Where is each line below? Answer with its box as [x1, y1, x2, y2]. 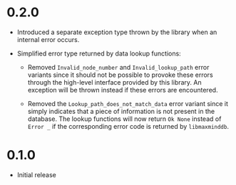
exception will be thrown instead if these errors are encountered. [27, 85, 218, 94]
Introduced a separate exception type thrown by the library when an [16, 28, 217, 36]
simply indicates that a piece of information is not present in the [27, 107, 215, 115]
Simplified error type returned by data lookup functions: [16, 49, 181, 58]
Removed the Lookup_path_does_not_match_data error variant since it [27, 99, 229, 107]
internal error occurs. [16, 35, 80, 43]
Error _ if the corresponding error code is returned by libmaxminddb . [27, 122, 230, 130]
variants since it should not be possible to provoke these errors [27, 70, 213, 79]
